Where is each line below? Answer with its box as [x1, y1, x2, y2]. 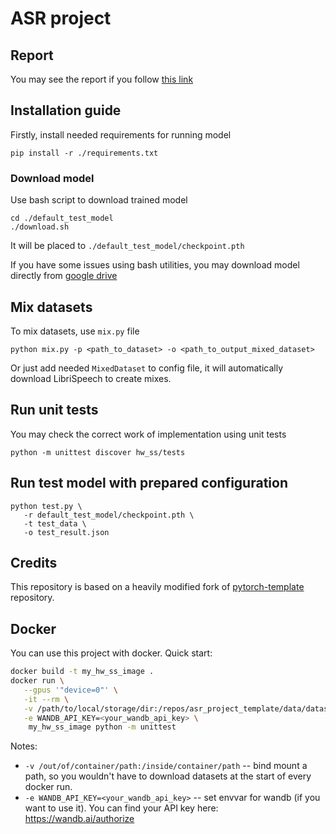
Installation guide [10, 102, 122, 119]
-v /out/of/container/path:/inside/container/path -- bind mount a [24, 760, 308, 772]
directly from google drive [10, 270, 118, 282]
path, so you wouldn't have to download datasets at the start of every [24, 770, 312, 782]
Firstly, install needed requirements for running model [10, 128, 232, 141]
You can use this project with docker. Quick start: [10, 647, 213, 659]
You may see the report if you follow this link [10, 73, 194, 85]
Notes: [10, 740, 38, 752]
